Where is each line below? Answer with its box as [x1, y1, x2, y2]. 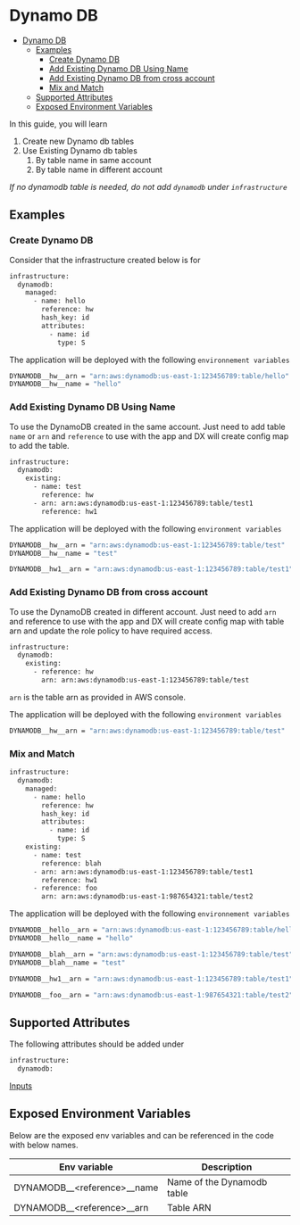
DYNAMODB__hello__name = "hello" [9, 934, 134, 943]
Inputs [9, 1080, 33, 1091]
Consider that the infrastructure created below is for [9, 254, 201, 265]
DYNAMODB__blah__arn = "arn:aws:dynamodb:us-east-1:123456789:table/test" [9, 949, 294, 959]
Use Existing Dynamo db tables [21, 145, 138, 156]
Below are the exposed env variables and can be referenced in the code [9, 1130, 275, 1140]
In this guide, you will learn [9, 118, 108, 129]
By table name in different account [35, 164, 163, 175]
